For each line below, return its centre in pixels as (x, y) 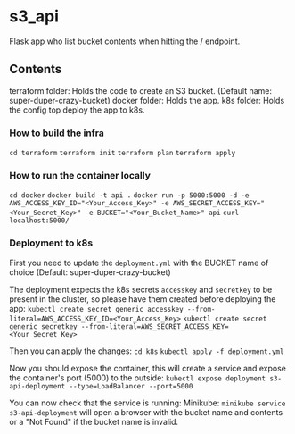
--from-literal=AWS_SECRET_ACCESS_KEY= (155, 326)
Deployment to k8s (51, 243)
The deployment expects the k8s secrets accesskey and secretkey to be (141, 289)
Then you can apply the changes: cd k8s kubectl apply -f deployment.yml (147, 351)
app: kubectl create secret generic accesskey (97, 308)
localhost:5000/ (39, 221)
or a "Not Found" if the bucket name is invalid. (94, 421)
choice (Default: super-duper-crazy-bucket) (90, 272)
